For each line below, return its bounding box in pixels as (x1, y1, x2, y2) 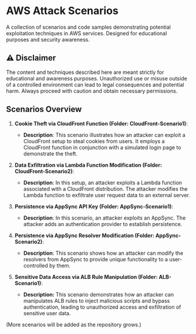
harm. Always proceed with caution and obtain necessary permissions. (6, 87, 178, 95)
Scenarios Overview (6, 104, 82, 114)
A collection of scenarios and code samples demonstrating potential (6, 23, 171, 31)
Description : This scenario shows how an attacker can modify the (23, 249, 184, 257)
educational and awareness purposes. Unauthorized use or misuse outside (6, 75, 188, 82)
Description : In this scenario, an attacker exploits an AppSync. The (23, 214, 186, 221)
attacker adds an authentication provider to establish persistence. (23, 220, 183, 227)
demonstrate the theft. (23, 150, 78, 157)
